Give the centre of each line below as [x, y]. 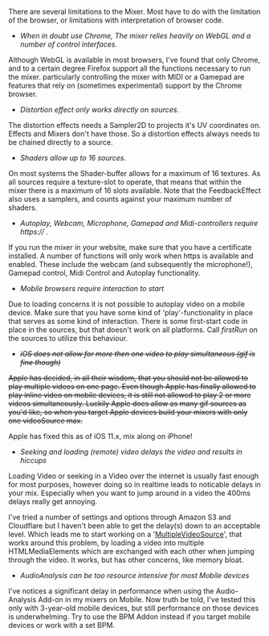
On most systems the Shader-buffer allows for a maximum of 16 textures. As [134, 173]
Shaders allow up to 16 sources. [73, 158]
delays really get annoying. [53, 501]
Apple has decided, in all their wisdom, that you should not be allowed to [128, 378]
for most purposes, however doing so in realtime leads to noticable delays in [134, 484]
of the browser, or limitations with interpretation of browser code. [116, 20]
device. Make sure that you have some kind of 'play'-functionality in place [130, 312]
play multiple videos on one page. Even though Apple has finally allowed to [132, 386]
